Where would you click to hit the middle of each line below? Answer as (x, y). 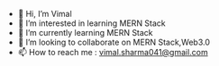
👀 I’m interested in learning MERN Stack (92, 23)
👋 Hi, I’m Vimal (45, 14)
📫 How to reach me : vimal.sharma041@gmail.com (113, 52)
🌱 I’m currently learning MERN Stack (85, 33)
